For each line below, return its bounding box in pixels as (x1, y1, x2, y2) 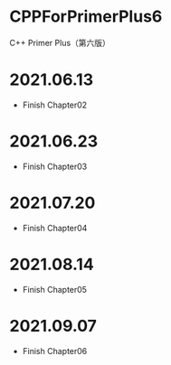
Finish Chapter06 (22, 345, 88, 356)
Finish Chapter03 (22, 161, 88, 172)
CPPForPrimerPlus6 (9, 6, 163, 27)
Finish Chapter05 (22, 284, 88, 295)
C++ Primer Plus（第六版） (9, 37, 111, 48)
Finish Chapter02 (22, 99, 88, 110)
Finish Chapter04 (22, 222, 88, 233)
